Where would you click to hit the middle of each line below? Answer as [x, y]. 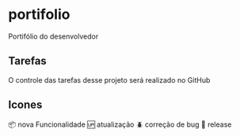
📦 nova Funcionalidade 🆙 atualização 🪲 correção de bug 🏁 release [120, 124]
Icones [25, 105]
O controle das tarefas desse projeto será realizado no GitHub [109, 80]
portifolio [39, 15]
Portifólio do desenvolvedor [53, 36]
